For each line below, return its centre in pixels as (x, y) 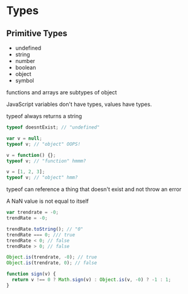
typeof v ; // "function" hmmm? (46, 161)
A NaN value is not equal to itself (47, 201)
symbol (24, 81)
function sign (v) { (31, 274)
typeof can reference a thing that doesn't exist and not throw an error (94, 189)
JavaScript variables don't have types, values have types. (79, 104)
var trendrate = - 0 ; (33, 213)
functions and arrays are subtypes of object (62, 92)
